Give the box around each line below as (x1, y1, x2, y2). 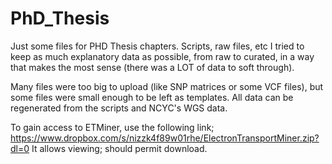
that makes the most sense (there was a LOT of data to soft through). (10, 61, 295, 73)
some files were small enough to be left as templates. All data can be (10, 91, 294, 103)
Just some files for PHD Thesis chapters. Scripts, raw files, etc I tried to (10, 40, 305, 52)
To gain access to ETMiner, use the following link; (10, 121, 215, 133)
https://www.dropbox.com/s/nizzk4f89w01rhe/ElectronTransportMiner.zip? (10, 132, 320, 144)
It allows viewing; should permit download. (31, 142, 208, 154)
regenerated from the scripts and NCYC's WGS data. (10, 102, 228, 114)
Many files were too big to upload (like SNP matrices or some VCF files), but (10, 80, 324, 92)
